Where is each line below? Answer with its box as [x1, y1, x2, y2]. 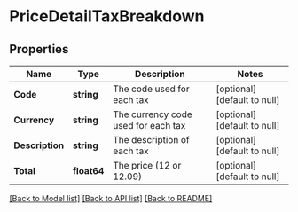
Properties [9, 42, 69, 57]
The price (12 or [112, 160, 182, 171]
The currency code [112, 108, 192, 121]
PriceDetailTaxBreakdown [9, 6, 206, 27]
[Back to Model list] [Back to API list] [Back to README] [9, 193, 213, 203]
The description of [112, 134, 190, 145]
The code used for [112, 82, 190, 95]
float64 [72, 165, 105, 177]
